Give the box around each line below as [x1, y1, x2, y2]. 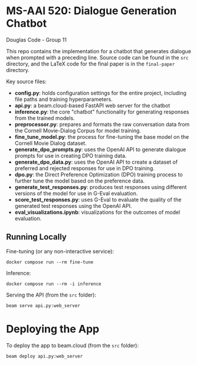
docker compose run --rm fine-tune [6, 259, 94, 265]
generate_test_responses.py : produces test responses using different [14, 183, 187, 190]
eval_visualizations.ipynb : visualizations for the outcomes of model [14, 208, 180, 216]
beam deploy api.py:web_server [6, 353, 83, 359]
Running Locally [6, 232, 67, 242]
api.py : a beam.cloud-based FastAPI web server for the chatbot [14, 102, 170, 109]
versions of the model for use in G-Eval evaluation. [14, 190, 138, 197]
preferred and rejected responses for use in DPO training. [14, 164, 155, 172]
